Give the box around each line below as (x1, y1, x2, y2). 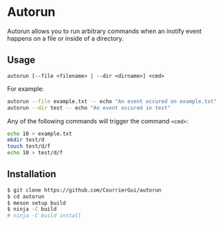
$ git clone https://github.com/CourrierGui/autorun (7, 187, 162, 194)
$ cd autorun (7, 193, 45, 200)
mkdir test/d (7, 136, 45, 143)
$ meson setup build (7, 199, 67, 207)
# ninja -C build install (7, 212, 81, 219)
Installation (7, 168, 56, 180)
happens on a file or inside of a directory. (7, 34, 124, 42)
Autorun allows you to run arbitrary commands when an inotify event (7, 27, 202, 35)
